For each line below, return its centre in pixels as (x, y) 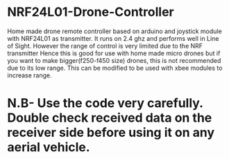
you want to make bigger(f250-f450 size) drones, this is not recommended (114, 60)
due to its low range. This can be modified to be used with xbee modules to (115, 68)
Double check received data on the (110, 118)
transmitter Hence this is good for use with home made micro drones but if (114, 53)
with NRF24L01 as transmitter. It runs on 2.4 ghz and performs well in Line (113, 38)
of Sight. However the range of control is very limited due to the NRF (105, 46)
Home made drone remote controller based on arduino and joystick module (114, 31)
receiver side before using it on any (111, 133)
